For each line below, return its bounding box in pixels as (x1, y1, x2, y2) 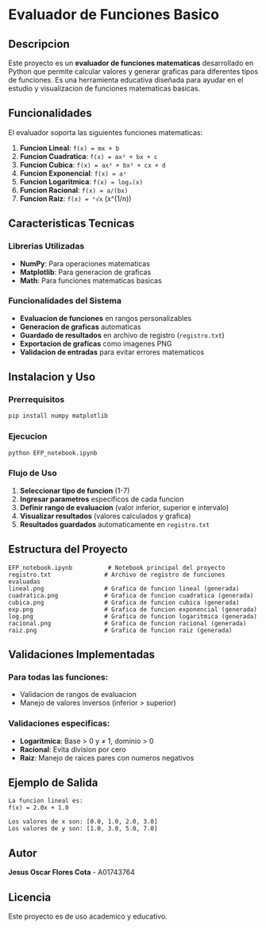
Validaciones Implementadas (8, 648, 156, 661)
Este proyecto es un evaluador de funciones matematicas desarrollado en (8, 58, 254, 68)
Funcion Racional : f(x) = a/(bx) (19, 185, 129, 195)
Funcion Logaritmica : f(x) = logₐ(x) (19, 176, 144, 186)
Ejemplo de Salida (8, 776, 98, 790)
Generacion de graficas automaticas (19, 322, 141, 331)
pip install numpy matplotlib (8, 412, 109, 420)
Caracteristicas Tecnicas (8, 217, 135, 230)
